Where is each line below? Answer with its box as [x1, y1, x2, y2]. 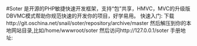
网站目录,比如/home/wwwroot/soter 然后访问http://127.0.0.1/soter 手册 [11, 27, 181, 34]
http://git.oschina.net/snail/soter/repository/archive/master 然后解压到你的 [6, 20, 187, 26]
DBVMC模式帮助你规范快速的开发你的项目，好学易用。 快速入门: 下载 [6, 12, 175, 19]
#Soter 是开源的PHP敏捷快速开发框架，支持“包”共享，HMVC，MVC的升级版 [6, 5, 191, 12]
